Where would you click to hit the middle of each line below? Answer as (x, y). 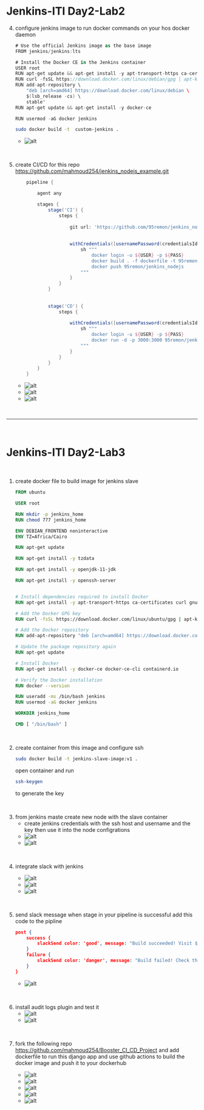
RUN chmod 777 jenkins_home (50, 520)
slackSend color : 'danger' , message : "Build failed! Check (114, 960)
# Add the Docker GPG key (48, 613)
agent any (49, 194)
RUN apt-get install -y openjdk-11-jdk (66, 570)
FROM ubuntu (30, 492)
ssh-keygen (29, 781)
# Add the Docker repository (52, 630)
